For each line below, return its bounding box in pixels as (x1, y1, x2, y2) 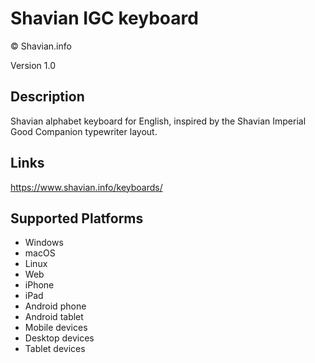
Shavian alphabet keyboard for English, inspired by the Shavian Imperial (10, 115, 307, 127)
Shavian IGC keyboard (10, 7, 199, 30)
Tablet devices (24, 343, 86, 355)
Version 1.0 (10, 59, 56, 71)
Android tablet (24, 311, 84, 323)
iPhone (24, 279, 55, 291)
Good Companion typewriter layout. (10, 125, 158, 137)
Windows (24, 237, 64, 249)
